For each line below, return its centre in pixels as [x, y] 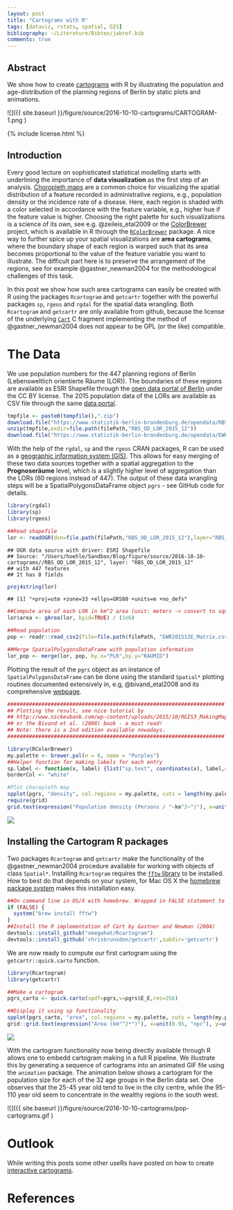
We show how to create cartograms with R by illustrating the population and [115, 84]
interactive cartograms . [41, 1170]
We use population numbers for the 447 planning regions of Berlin [102, 374]
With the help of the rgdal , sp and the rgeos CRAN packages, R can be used [115, 449]
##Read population [34, 630]
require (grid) [28, 801]
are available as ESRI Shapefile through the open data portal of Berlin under [115, 388]
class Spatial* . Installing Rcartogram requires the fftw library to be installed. [115, 873]
